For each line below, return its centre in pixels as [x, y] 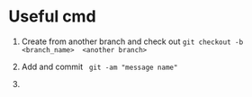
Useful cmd [52, 17]
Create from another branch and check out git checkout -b [132, 41]
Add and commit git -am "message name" [99, 66]
